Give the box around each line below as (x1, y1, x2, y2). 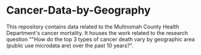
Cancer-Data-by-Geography (6, 4, 151, 17)
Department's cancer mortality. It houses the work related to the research (6, 29, 188, 36)
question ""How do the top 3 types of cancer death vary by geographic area (6, 35, 195, 43)
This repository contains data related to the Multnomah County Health (6, 23, 179, 30)
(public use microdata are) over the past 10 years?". (6, 42, 134, 49)
